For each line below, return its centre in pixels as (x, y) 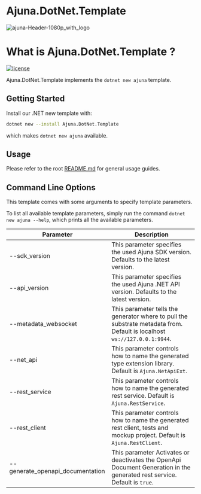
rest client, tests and (140, 428)
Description (151, 234)
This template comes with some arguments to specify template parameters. (99, 202)
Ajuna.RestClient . (137, 443)
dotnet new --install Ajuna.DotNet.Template (63, 124)
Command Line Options (51, 187)
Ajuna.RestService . (138, 403)
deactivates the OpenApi (146, 460)
